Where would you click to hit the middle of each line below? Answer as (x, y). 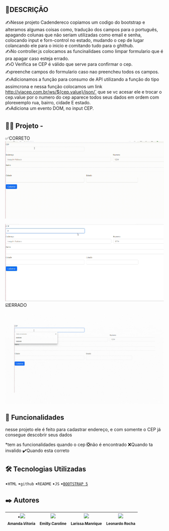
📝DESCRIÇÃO (27, 10)
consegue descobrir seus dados (39, 435)
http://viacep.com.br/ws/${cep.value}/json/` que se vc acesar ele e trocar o (83, 92)
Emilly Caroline (53, 524)
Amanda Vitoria (21, 524)
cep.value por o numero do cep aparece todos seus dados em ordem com (82, 97)
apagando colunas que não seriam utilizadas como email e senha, (73, 35)
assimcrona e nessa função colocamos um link (54, 86)
